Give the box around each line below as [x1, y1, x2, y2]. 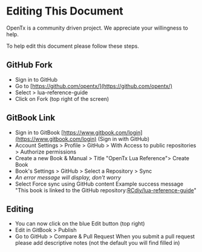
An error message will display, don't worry [15, 173, 122, 181]
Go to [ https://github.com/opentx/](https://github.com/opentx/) [15, 82, 173, 89]
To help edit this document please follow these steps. [6, 42, 139, 50]
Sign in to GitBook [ [15, 129, 64, 136]
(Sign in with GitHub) [97, 135, 150, 143]
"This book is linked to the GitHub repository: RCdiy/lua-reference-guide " [15, 186, 197, 194]
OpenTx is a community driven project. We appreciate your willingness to [6, 24, 189, 31]
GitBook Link [6, 113, 56, 123]
